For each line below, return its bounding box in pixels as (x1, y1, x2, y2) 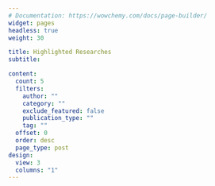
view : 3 (15, 158, 41, 167)
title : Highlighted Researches (8, 48, 112, 56)
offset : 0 (15, 129, 48, 138)
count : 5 (15, 77, 44, 85)
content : (8, 70, 37, 78)
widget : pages (8, 19, 56, 27)
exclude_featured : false (22, 107, 105, 115)
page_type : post (15, 144, 69, 152)
